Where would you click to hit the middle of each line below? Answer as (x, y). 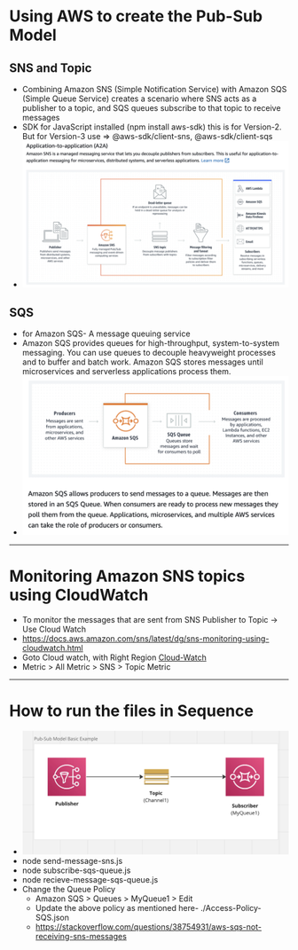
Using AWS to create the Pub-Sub (136, 16)
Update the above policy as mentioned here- (117, 907)
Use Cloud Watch (54, 629)
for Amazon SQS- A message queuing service (106, 334)
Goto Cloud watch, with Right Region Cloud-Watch (114, 657)
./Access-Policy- (231, 907)
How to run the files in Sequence (132, 711)
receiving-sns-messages (81, 936)
